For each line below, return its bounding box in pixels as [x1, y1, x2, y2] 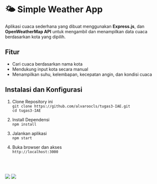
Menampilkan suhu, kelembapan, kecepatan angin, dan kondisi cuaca [12, 71, 152, 77]
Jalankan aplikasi [12, 130, 47, 136]
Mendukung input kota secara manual [12, 66, 89, 72]
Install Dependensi [12, 116, 50, 122]
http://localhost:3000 [12, 149, 59, 154]
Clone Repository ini [12, 98, 53, 104]
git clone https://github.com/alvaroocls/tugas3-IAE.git [12, 104, 131, 109]
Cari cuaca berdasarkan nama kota [12, 61, 83, 67]
